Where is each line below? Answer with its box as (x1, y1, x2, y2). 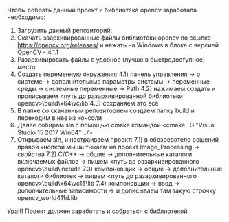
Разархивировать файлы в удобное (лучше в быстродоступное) (17, 56, 206, 64)
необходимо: (7, 13, 46, 21)
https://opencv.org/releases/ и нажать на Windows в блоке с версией (17, 41, 219, 49)
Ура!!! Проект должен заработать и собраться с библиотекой (7, 207, 188, 215)
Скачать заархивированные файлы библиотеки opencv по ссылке (17, 34, 211, 42)
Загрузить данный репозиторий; (17, 27, 113, 34)
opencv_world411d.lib (17, 194, 78, 201)
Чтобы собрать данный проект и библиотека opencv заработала (7, 6, 197, 14)
